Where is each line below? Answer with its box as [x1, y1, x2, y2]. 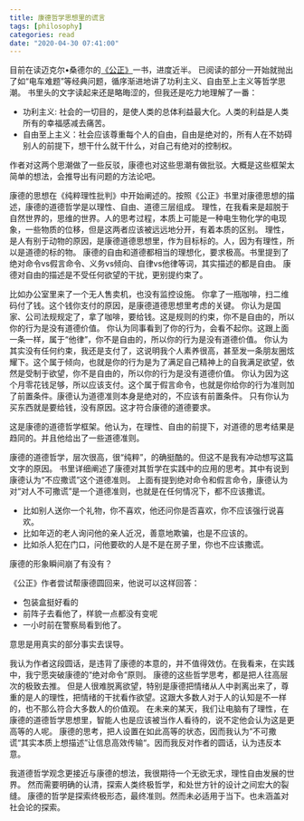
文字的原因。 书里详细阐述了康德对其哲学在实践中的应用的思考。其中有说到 [9, 463, 290, 474]
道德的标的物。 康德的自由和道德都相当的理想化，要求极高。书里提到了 [24, 246, 290, 258]
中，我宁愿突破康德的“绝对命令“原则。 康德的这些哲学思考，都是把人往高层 [9, 670, 289, 681]
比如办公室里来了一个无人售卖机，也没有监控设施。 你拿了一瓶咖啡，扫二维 [9, 289, 290, 300]
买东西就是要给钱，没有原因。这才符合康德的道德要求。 [9, 402, 215, 413]
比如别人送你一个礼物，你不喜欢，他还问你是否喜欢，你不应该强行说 [22, 505, 277, 517]
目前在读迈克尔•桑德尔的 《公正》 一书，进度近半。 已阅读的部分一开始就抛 [9, 64, 286, 75]
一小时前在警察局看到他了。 [22, 620, 127, 631]
